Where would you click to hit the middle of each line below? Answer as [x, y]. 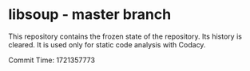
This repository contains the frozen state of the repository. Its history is [125, 36]
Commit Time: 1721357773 [52, 60]
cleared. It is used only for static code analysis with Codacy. [107, 44]
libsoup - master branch [90, 15]
